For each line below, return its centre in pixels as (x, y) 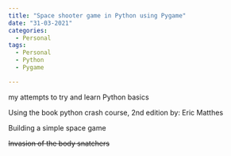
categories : (28, 30)
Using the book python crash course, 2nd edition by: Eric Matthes (116, 112)
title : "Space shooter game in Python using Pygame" (97, 16)
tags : (17, 45)
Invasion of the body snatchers (59, 143)
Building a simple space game (57, 127)
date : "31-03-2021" (40, 23)
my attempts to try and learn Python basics (79, 97)
